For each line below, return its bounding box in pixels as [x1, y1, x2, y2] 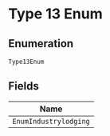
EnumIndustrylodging [12, 117, 90, 126]
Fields [8, 79, 40, 93]
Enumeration [8, 37, 74, 50]
